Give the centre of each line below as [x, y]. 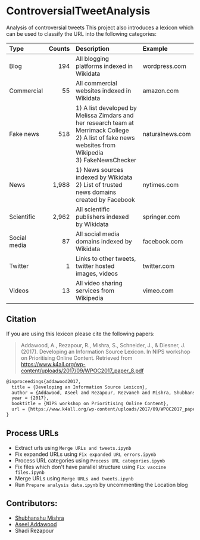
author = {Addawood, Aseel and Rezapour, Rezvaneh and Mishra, [91, 393]
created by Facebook [105, 199]
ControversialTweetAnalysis [78, 11]
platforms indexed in [104, 66]
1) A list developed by [106, 107]
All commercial [96, 83]
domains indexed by [104, 241]
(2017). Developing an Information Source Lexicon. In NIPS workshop [105, 351]
